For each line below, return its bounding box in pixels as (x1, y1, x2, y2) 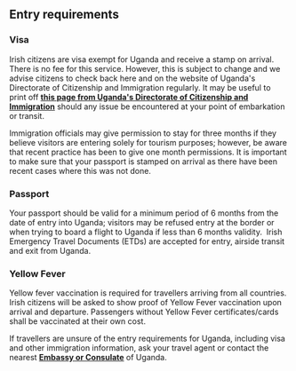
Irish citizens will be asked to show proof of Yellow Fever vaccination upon (9, 297, 283, 308)
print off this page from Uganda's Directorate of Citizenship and (9, 91, 249, 102)
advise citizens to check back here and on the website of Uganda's (9, 73, 256, 83)
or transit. (9, 110, 44, 121)
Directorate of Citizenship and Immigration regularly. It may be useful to (9, 82, 271, 92)
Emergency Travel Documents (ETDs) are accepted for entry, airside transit (9, 235, 285, 247)
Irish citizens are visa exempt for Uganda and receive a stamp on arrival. (9, 53, 275, 65)
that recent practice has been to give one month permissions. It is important (9, 146, 287, 157)
